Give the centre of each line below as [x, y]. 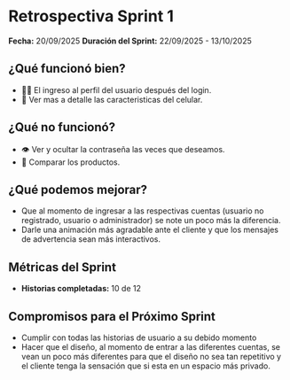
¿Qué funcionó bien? [67, 69]
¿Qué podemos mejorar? [78, 189]
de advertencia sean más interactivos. [91, 239]
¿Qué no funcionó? [62, 127]
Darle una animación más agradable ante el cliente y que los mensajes [149, 230]
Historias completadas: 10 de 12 [81, 289]
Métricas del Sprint [63, 267]
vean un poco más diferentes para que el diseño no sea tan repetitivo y [151, 357]
